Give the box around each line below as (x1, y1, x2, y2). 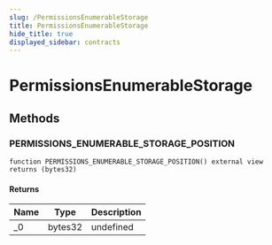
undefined (90, 221, 135, 234)
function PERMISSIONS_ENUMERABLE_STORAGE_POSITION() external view (9, 157, 264, 166)
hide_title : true (9, 29, 74, 38)
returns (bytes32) (9, 165, 77, 174)
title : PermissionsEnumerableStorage (9, 21, 149, 30)
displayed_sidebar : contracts (9, 37, 121, 47)
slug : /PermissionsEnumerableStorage (9, 12, 149, 22)
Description (90, 206, 142, 218)
